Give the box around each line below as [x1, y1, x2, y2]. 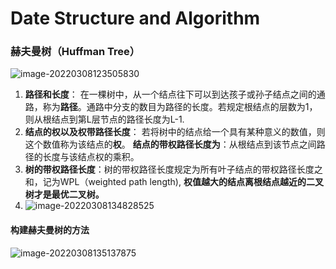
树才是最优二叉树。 [24, 188, 105, 201]
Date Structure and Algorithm [10, 7, 261, 30]
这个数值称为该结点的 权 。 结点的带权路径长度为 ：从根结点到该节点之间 [24, 138, 317, 151]
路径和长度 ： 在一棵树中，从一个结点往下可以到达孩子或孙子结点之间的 [24, 88, 317, 101]
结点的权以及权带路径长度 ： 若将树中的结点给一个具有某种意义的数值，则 [24, 126, 326, 138]
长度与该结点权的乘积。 [42, 151, 140, 163]
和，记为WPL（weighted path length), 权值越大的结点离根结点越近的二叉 [24, 176, 324, 188]
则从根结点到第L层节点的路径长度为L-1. [24, 113, 185, 126]
